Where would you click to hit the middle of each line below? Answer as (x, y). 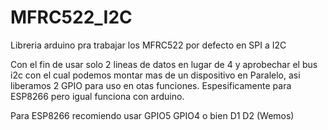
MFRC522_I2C (71, 17)
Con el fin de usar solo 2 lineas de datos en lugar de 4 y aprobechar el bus (164, 64)
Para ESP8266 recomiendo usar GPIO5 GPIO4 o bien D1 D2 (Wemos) (152, 115)
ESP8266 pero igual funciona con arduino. (97, 96)
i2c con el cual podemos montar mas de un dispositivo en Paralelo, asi (155, 75)
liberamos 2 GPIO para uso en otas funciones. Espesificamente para (151, 85)
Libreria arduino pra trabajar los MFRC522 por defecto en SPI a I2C (148, 45)
